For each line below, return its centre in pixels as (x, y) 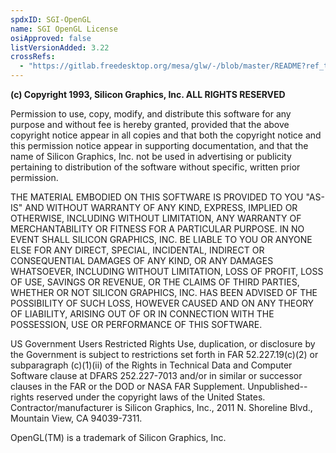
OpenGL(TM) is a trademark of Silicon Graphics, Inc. (118, 437)
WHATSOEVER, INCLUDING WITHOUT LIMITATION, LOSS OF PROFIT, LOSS (167, 271)
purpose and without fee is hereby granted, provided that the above (150, 124)
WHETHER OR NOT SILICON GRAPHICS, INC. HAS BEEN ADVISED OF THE (164, 292)
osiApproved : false (51, 38)
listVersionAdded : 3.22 (60, 47)
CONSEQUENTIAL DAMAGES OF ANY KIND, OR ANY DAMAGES (142, 260)
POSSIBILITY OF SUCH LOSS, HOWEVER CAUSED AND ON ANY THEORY (162, 303)
